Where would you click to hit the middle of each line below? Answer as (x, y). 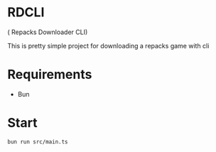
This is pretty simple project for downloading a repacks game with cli (108, 45)
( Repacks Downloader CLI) (48, 32)
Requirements (50, 75)
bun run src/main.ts (38, 142)
